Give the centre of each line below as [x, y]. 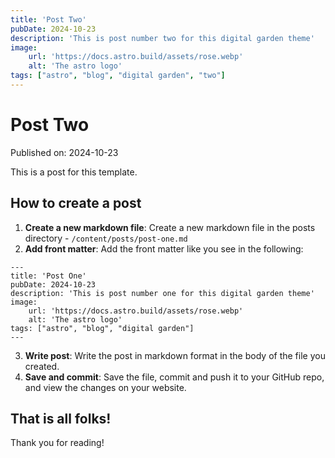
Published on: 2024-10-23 [64, 152]
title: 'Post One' [48, 276]
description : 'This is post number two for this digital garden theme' [162, 38]
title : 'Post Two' [48, 19]
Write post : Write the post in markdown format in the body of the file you [175, 355]
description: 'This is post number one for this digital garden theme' [162, 293]
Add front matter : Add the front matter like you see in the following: [164, 248]
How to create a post [76, 203]
